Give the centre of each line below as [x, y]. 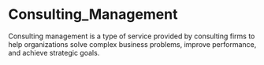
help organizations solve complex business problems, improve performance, [132, 44]
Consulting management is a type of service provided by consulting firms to [132, 36]
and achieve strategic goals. [54, 52]
